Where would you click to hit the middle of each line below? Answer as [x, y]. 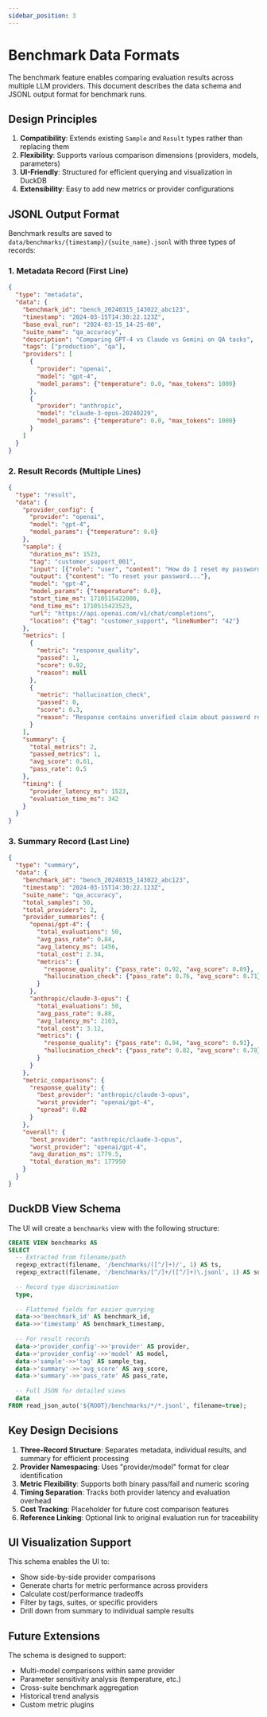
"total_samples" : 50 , [58, 902]
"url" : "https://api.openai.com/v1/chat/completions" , [122, 613]
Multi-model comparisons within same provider [97, 1671]
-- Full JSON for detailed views [71, 1391]
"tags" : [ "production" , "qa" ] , [74, 347]
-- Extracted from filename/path [71, 1257]
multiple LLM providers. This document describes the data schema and [125, 85]
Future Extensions [54, 1636]
